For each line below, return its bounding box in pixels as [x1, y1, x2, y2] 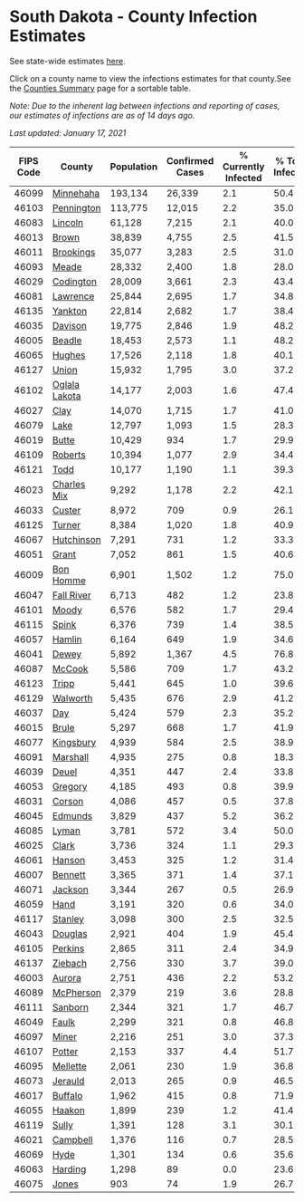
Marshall [52, 750, 89, 763]
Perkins [52, 942, 85, 955]
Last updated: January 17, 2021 [9, 127, 127, 138]
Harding [52, 1162, 87, 1175]
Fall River [52, 589, 92, 601]
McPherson [52, 986, 101, 998]
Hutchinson [52, 533, 101, 545]
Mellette [52, 1060, 88, 1072]
